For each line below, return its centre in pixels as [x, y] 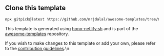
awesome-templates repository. [37, 34]
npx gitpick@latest [25, 19]
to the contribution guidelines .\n [37, 48]
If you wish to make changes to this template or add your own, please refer [80, 43]
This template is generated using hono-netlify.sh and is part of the [72, 28]
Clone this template [35, 8]
